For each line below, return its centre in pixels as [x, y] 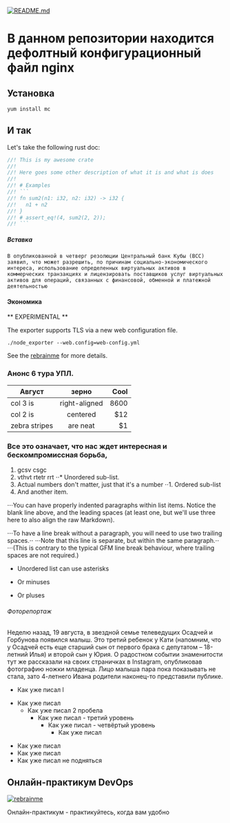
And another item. [43, 492]
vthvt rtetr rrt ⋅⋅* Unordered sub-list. [68, 477]
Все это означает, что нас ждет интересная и [87, 446]
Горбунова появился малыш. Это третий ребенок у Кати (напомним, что [114, 640]
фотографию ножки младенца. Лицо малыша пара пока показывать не [112, 669]
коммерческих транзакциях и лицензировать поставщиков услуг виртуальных [115, 275]
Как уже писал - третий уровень [86, 718]
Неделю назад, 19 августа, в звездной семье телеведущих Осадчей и [110, 633]
